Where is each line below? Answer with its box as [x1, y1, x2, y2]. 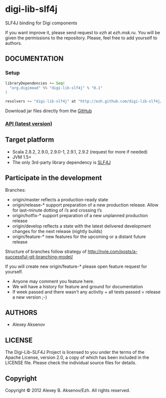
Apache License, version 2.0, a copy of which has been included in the [5, 354, 149, 361]
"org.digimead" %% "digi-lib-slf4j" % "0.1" [9, 85, 103, 90]
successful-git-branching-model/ [5, 253, 73, 259]
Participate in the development [5, 174, 102, 182]
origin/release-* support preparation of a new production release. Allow [12, 202, 159, 208]
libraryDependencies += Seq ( [5, 80, 65, 85]
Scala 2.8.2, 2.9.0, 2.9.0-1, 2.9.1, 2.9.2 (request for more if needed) [12, 149, 148, 155]
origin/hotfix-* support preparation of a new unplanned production [12, 212, 148, 218]
